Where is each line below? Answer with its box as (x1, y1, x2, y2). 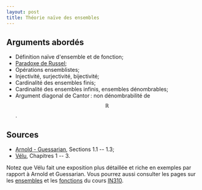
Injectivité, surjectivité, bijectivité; (15, 72, 99, 80)
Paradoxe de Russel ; (15, 60, 67, 67)
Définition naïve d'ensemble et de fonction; (15, 53, 124, 61)
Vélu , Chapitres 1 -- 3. (15, 152, 70, 160)
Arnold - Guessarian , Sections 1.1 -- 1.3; (15, 146, 115, 153)
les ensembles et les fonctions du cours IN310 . (6, 177, 124, 185)
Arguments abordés (6, 37, 84, 47)
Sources (6, 129, 39, 140)
